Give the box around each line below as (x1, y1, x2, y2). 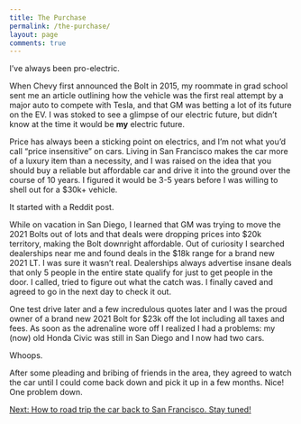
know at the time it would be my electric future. (9, 119, 186, 130)
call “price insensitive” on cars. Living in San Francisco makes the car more (9, 146, 288, 157)
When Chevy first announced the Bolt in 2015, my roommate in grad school (9, 80, 288, 91)
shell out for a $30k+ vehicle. (9, 184, 118, 195)
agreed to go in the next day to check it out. (9, 286, 172, 298)
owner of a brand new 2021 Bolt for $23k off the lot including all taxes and (9, 313, 286, 325)
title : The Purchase (9, 13, 87, 23)
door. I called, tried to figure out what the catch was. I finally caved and (9, 277, 273, 288)
